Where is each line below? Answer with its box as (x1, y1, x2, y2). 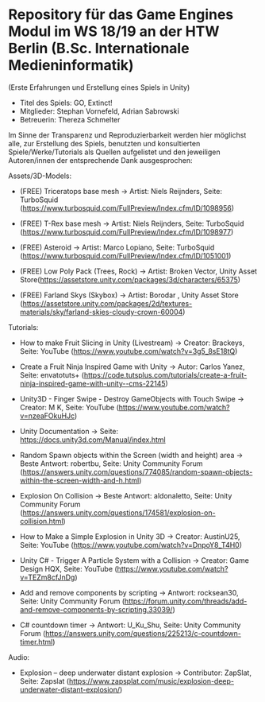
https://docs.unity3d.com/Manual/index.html (19, 435, 166, 444)
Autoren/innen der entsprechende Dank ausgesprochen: (8, 155, 193, 165)
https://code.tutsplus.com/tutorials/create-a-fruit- (83, 370, 248, 379)
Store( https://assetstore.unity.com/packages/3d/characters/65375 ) (19, 274, 240, 284)
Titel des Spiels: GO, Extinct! (19, 98, 113, 107)
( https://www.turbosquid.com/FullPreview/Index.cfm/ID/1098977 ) (19, 227, 234, 236)
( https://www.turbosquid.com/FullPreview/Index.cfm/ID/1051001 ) (19, 250, 232, 260)
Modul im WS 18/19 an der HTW (8, 22, 220, 41)
